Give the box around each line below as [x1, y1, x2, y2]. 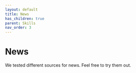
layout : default [5, 7, 38, 12]
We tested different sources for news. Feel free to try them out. [5, 62, 131, 68]
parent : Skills [5, 20, 36, 26]
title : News [5, 12, 29, 17]
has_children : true [5, 16, 45, 21]
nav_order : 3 [5, 25, 32, 30]
